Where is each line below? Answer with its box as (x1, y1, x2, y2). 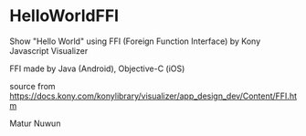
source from (9, 80, 57, 91)
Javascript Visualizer (9, 45, 89, 56)
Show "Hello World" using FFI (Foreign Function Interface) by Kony (9, 36, 261, 47)
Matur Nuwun (9, 118, 61, 129)
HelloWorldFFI (9, 5, 120, 26)
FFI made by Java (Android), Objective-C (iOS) (9, 63, 185, 74)
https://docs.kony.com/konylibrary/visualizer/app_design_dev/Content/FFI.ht (9, 90, 297, 101)
